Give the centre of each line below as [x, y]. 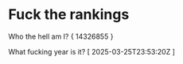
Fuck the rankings [69, 15]
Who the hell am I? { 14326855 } [61, 36]
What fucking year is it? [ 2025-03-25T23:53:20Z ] [91, 51]
